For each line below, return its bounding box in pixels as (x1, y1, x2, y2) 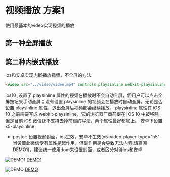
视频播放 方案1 (5, 5, 65, 16)
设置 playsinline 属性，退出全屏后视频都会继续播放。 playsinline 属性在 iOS (5, 105, 161, 111)
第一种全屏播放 (5, 39, 52, 47)
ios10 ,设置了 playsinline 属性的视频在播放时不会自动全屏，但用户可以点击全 (5, 92, 163, 98)
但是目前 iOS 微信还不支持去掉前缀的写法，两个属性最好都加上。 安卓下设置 (5, 117, 163, 124)
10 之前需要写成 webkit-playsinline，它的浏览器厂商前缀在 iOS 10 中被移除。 (5, 111, 163, 117)
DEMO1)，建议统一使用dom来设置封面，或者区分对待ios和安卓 (12, 146, 143, 153)
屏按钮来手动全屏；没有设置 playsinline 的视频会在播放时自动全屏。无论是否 (5, 99, 163, 105)
